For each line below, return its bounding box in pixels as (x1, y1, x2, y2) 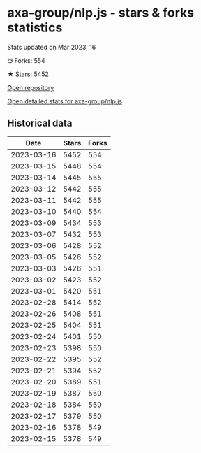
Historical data (7, 117, 73, 129)
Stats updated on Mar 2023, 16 (7, 43, 96, 51)
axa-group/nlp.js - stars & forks (7, 5, 194, 21)
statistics (7, 20, 63, 36)
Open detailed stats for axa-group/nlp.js (7, 96, 123, 106)
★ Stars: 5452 (7, 70, 49, 78)
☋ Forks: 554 (7, 56, 45, 64)
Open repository (7, 83, 54, 92)
